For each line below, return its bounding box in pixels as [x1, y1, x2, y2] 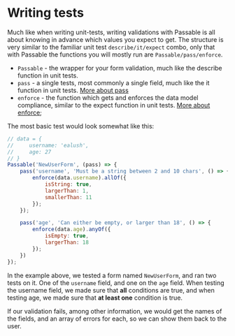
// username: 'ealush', [7, 142, 90, 149]
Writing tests [7, 5, 84, 21]
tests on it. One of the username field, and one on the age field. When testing [7, 278, 225, 287]
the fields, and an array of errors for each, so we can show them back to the [7, 314, 227, 323]
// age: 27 [7, 148, 52, 155]
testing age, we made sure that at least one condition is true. [7, 293, 183, 302]
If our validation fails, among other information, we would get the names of [7, 307, 222, 315]
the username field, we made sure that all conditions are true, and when [7, 286, 215, 294]
